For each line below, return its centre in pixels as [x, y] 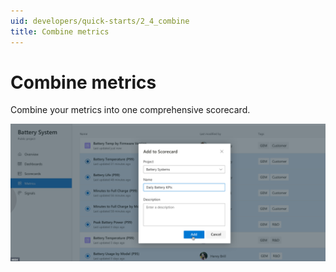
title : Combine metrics [60, 31]
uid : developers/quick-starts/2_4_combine [100, 21]
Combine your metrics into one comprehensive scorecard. [130, 110]
